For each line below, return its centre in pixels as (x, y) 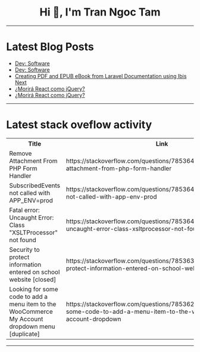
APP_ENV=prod (31, 200)
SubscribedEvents (35, 186)
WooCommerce (31, 311)
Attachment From (33, 160)
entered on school (35, 272)
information (25, 264)
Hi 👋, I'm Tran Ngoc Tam (100, 12)
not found (23, 240)
